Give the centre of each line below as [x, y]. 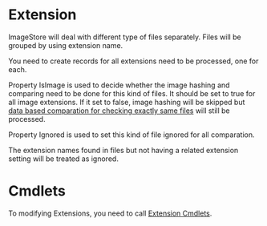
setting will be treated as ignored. [63, 159]
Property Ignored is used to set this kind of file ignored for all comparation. [131, 135]
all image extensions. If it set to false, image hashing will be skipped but [127, 102]
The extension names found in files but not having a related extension [123, 150]
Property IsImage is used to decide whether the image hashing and [119, 85]
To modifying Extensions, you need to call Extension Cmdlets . [110, 213]
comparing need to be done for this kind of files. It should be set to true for [132, 93]
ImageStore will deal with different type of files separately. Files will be [125, 37]
